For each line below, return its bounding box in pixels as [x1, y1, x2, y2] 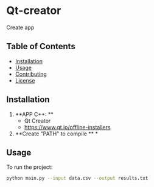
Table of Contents [6, 41, 76, 52]
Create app [6, 24, 35, 31]
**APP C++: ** [15, 110, 54, 118]
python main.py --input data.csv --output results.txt [6, 175, 149, 182]
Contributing [15, 70, 47, 78]
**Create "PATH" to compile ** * [15, 130, 99, 137]
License [15, 76, 35, 84]
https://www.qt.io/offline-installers [24, 123, 111, 131]
